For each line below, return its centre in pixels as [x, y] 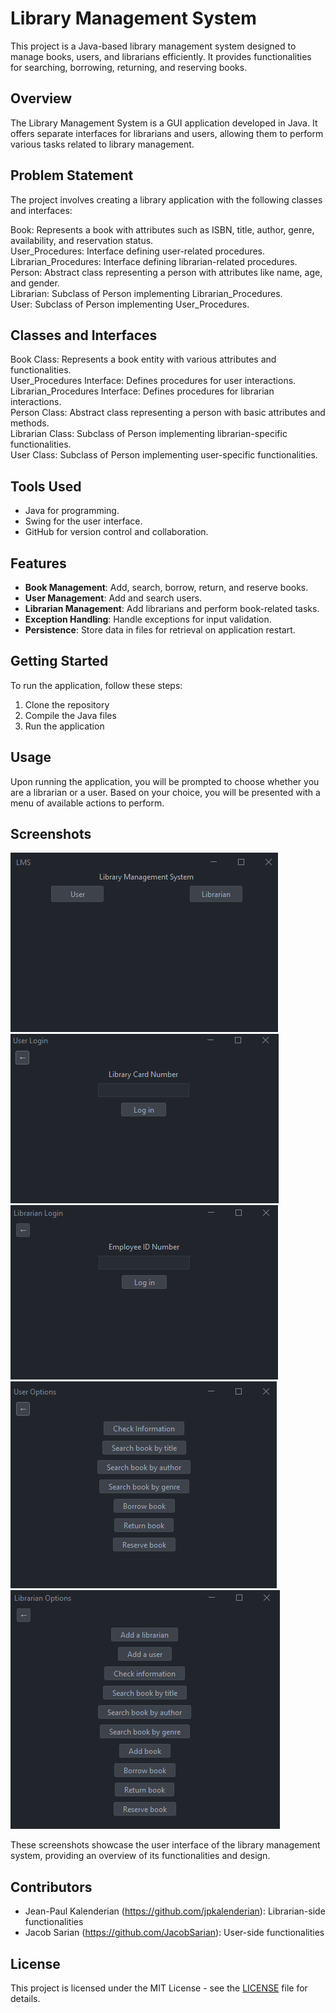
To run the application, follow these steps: [96, 685]
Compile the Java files [70, 715]
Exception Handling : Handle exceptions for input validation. [148, 619]
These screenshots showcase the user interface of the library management [165, 1845]
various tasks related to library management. [102, 144]
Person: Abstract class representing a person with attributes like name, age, [166, 272]
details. [25, 1999]
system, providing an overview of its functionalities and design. [140, 1856]
